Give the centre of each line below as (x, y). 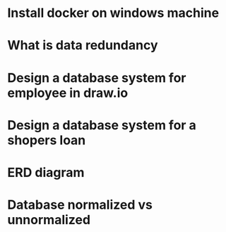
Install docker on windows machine (113, 13)
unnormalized (49, 220)
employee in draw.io (68, 93)
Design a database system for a (102, 125)
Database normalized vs (80, 205)
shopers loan (47, 140)
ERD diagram (46, 172)
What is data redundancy (83, 46)
